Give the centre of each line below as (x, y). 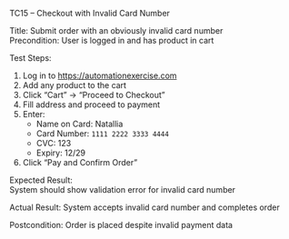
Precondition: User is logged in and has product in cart (112, 40)
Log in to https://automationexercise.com (100, 75)
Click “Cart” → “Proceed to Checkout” (94, 95)
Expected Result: (41, 180)
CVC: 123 (54, 143)
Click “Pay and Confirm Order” (80, 162)
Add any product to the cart (75, 85)
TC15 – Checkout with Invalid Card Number (90, 13)
